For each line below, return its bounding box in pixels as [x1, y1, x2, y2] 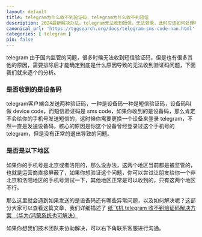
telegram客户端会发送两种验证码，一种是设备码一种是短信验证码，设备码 [6, 100, 186, 107]
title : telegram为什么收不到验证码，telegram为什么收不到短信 [6, 14, 149, 20]
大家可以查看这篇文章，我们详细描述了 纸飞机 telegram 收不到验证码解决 [11, 204, 191, 211]
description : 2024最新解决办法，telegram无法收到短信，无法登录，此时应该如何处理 [6, 20, 195, 26]
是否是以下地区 [6, 146, 50, 155]
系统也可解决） [41, 211, 78, 219]
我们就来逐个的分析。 [6, 69, 59, 76]
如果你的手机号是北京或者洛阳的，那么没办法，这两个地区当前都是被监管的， [6, 161, 196, 169]
